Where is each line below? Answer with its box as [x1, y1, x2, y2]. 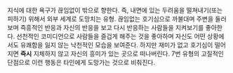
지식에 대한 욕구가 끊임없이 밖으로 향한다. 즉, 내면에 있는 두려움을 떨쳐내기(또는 [7, 6, 223, 14]
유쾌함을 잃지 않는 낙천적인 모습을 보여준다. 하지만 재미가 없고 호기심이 [20, 41, 213, 49]
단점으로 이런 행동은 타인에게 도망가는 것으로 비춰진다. [7, 58, 156, 66]
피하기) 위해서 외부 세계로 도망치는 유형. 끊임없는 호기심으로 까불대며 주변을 [7, 15, 214, 23]
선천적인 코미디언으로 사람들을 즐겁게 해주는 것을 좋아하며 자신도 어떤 [16, 32, 206, 40]
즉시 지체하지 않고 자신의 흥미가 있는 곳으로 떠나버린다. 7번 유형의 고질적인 [20, 49, 225, 58]
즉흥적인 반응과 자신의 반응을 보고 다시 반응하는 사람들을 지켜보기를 [20, 24, 204, 31]
